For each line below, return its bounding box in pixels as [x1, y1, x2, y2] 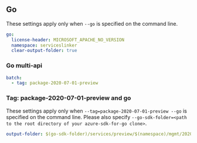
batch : [6, 75, 22, 81]
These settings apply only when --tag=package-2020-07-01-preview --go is [6, 107, 188, 114]
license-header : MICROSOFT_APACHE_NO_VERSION [11, 37, 125, 43]
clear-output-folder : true [11, 48, 77, 54]
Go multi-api [6, 61, 43, 69]
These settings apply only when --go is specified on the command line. [6, 20, 178, 27]
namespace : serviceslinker [11, 42, 77, 48]
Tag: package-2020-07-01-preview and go [6, 94, 131, 102]
